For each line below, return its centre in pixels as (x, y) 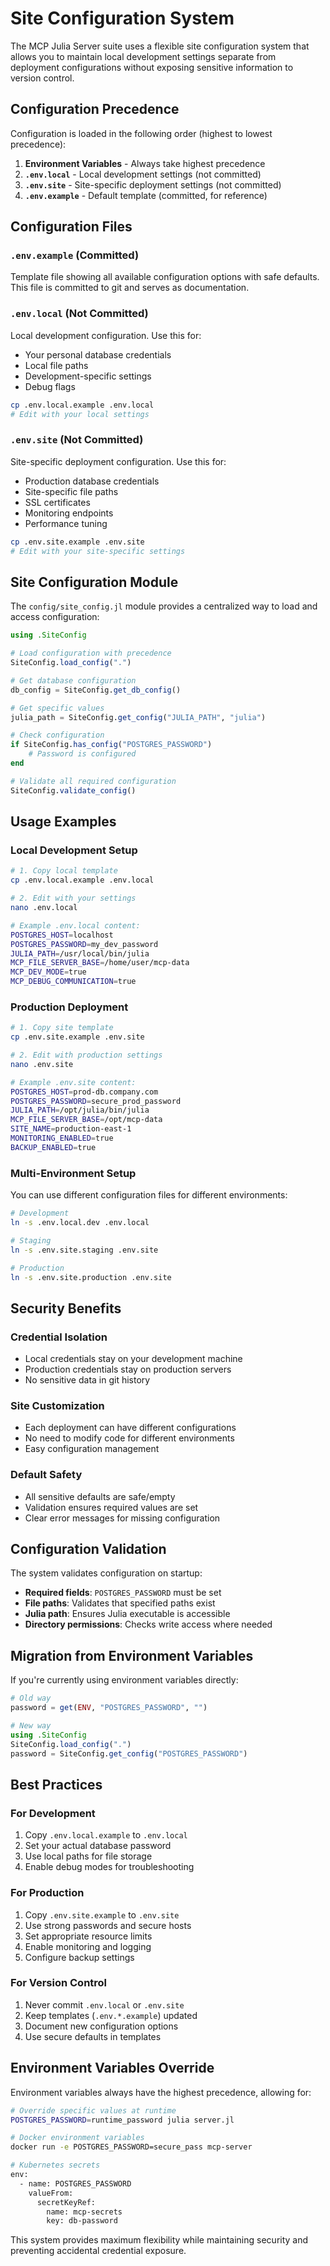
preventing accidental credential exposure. (98, 2251)
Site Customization (57, 1405)
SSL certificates (57, 502)
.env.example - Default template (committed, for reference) (146, 195)
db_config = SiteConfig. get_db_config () (96, 690)
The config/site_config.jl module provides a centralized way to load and (164, 606)
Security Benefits (66, 1308)
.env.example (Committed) (75, 255)
